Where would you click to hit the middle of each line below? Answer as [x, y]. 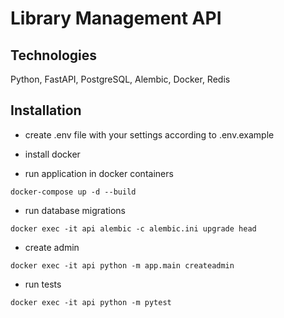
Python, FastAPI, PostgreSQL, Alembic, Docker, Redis [120, 79]
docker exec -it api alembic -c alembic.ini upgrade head [133, 228]
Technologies [54, 55]
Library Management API [116, 18]
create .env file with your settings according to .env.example [149, 134]
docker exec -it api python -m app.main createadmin [122, 265]
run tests [43, 284]
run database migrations [75, 210]
